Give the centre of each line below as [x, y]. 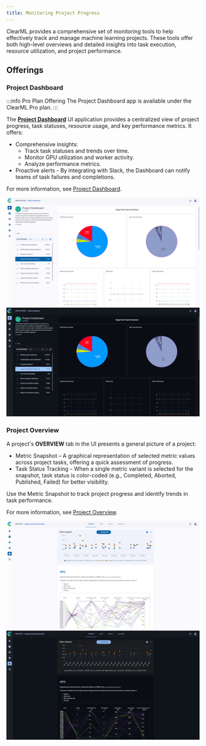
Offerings [25, 70]
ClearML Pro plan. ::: [32, 108]
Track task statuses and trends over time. [77, 151]
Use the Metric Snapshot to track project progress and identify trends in [97, 493]
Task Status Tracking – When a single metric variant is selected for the [104, 469]
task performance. [30, 500]
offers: [15, 133]
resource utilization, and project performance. [64, 51]
